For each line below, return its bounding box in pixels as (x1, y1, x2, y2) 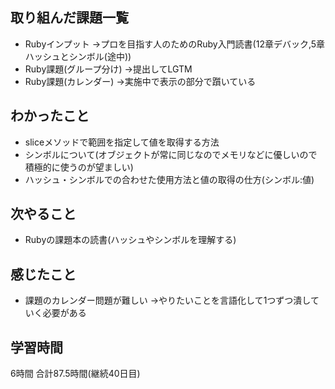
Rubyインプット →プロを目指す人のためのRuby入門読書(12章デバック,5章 (24, 38, 326, 50)
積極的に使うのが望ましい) (24, 161, 134, 173)
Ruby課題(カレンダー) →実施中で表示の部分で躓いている (24, 75, 257, 87)
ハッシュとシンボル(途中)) (24, 50, 132, 62)
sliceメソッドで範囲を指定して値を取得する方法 (24, 136, 220, 148)
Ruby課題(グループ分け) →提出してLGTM (24, 63, 193, 75)
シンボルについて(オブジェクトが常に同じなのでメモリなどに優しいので (24, 148, 318, 160)
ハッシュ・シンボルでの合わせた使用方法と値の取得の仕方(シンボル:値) (24, 173, 315, 185)
